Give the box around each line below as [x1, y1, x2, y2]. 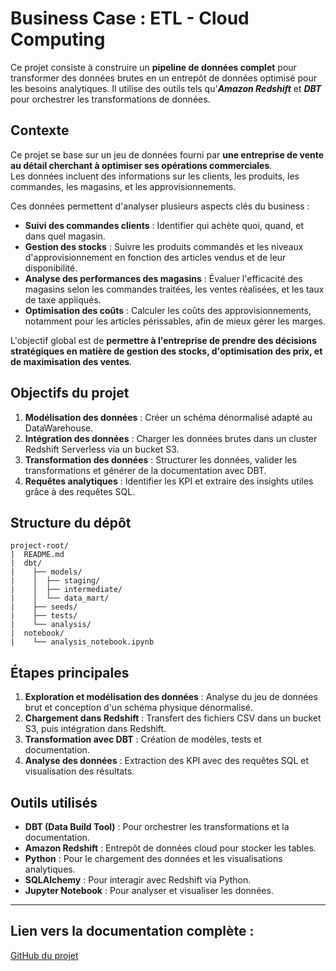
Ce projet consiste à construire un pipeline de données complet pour [10, 61, 297, 73]
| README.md [10, 550, 65, 560]
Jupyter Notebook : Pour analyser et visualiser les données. [24, 885, 274, 896]
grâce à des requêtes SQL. [24, 485, 136, 497]
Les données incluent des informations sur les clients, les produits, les [10, 170, 300, 182]
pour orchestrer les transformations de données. [10, 93, 211, 105]
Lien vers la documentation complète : [10, 923, 255, 940]
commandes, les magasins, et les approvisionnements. [10, 180, 237, 192]
